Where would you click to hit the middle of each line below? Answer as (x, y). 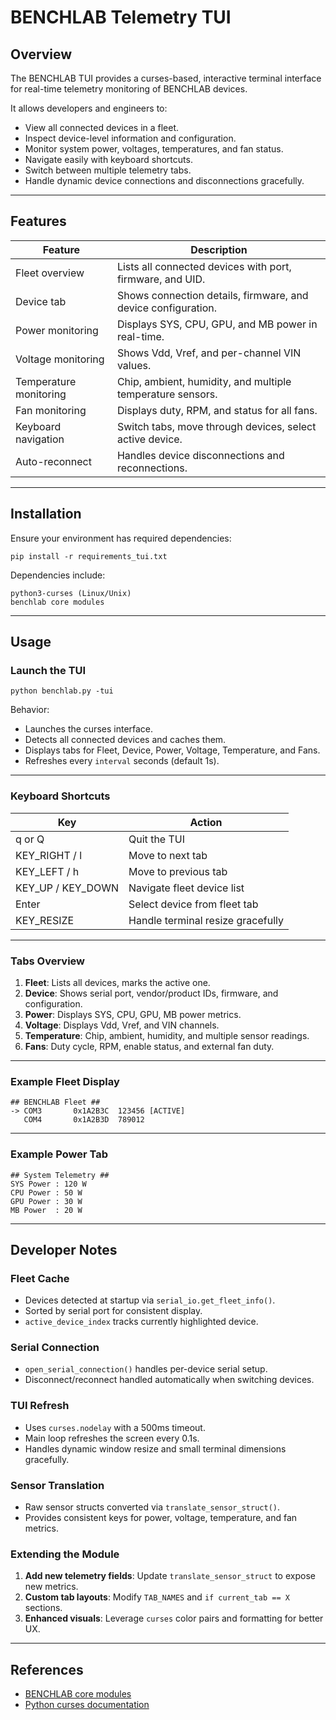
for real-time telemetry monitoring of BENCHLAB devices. (129, 89)
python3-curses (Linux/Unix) (71, 593)
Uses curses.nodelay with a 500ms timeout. (115, 1427)
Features (38, 221)
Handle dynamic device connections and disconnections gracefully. (164, 180)
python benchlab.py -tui (62, 691)
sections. (43, 1608)
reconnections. (152, 468)
